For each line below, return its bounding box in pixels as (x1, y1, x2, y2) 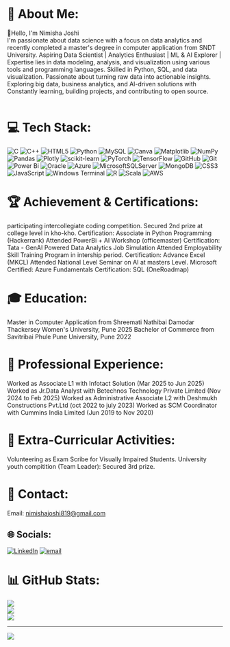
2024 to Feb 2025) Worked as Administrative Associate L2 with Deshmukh (7, 393, 218, 402)
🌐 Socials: (7, 528, 52, 540)
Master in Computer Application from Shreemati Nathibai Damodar (7, 318, 195, 326)
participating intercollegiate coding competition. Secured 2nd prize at (7, 221, 203, 230)
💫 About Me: (7, 6, 79, 22)
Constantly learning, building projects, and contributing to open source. (7, 87, 209, 95)
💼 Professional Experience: (7, 356, 164, 372)
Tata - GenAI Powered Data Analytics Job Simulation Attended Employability (7, 243, 222, 252)
